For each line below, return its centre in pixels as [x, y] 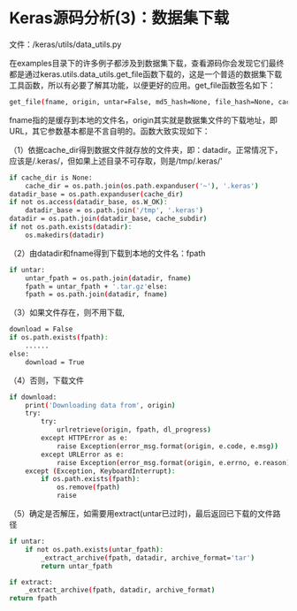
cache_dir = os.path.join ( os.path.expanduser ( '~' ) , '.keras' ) [142, 186]
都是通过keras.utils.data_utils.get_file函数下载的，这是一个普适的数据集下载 [146, 74]
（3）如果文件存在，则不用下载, [67, 313]
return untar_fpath [77, 566]
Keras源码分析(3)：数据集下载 [119, 18]
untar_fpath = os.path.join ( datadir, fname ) [108, 278]
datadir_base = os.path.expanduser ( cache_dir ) [96, 194]
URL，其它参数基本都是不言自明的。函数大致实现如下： [110, 131]
